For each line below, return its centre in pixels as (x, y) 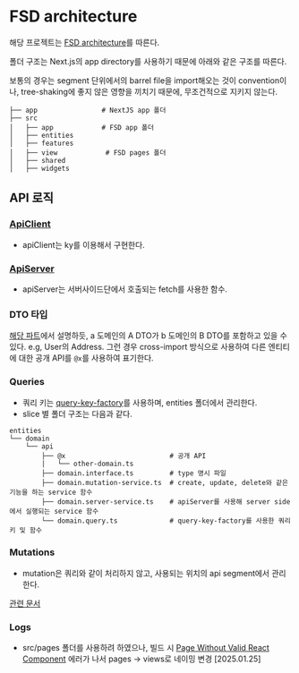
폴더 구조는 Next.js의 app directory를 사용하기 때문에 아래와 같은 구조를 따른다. (148, 61)
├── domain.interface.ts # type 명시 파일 (134, 473)
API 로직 (31, 198)
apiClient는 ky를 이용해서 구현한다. (83, 244)
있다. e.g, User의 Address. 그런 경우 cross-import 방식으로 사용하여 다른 (138, 347)
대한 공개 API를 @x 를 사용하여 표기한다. (86, 358)
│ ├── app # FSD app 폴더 (82, 127)
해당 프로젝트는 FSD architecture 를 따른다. (85, 42)
